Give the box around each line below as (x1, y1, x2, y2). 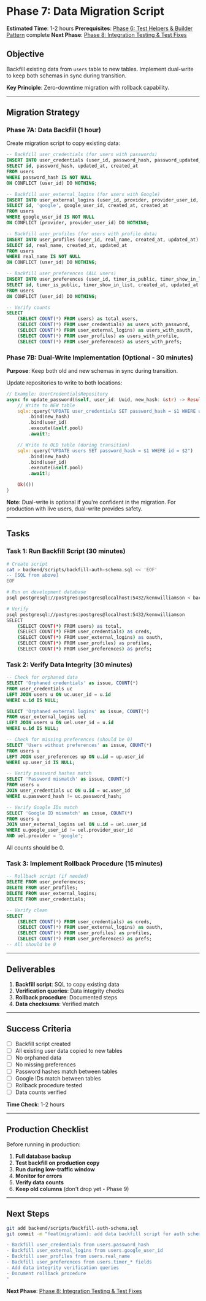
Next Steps (6, 1209, 50, 1219)
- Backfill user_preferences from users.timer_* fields (6, 1259, 152, 1265)
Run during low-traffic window (15, 1165, 95, 1173)
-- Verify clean (6, 907, 48, 913)
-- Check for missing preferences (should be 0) (6, 736, 133, 743)
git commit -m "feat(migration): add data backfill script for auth (6, 1230, 185, 1237)
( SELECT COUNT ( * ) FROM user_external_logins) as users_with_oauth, (17, 327, 193, 334)
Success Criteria (6, 1024, 72, 1034)
